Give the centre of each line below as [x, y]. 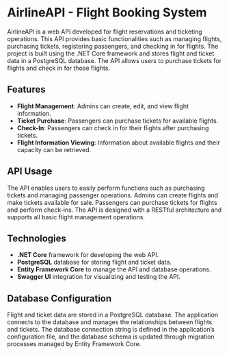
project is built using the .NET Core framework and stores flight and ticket [111, 53]
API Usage [30, 172]
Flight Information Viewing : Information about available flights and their [118, 143]
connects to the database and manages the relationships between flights [110, 322]
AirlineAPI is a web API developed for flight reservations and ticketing [105, 32]
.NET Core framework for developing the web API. [88, 255]
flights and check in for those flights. [59, 68]
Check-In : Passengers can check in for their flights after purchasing [113, 127]
